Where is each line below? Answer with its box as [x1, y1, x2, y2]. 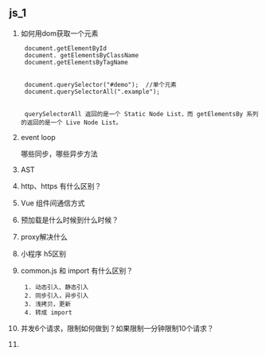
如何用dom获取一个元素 [20, 28, 99, 38]
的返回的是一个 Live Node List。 [20, 119, 123, 127]
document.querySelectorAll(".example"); [24, 88, 161, 96]
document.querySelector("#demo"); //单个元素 [24, 80, 178, 88]
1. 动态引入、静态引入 [24, 283, 89, 291]
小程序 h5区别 [20, 248, 67, 258]
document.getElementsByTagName [24, 58, 128, 66]
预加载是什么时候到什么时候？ [20, 215, 119, 224]
